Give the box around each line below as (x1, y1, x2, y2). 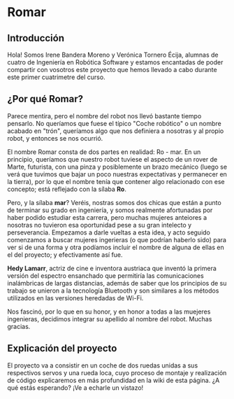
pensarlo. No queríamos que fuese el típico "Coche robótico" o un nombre (7, 119, 221, 127)
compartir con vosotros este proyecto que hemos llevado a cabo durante (7, 66, 218, 73)
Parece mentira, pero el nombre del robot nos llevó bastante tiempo (7, 111, 202, 120)
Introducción (7, 32, 65, 44)
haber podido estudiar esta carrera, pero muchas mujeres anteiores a (7, 213, 207, 221)
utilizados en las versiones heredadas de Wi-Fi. (7, 293, 144, 302)
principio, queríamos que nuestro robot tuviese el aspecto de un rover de (7, 155, 218, 163)
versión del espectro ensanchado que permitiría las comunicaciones (7, 271, 204, 280)
